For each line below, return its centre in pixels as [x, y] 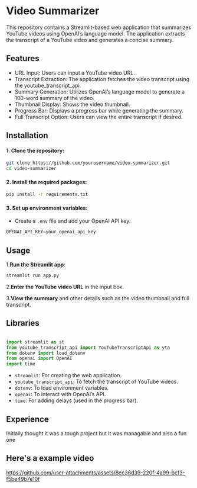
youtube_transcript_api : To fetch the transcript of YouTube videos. [96, 382]
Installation [27, 135]
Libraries [23, 323]
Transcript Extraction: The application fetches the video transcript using [102, 79]
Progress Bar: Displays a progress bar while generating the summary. [99, 110]
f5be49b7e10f [23, 479]
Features [23, 58]
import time [21, 364]
